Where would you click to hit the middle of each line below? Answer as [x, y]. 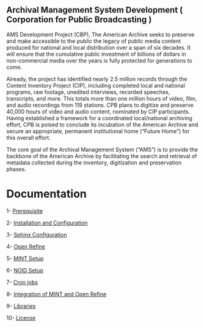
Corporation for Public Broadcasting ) [79, 20]
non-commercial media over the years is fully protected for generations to [99, 60]
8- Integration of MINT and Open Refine [56, 294]
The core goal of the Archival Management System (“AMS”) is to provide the [102, 149]
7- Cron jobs [22, 282]
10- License [21, 318]
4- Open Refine [26, 246]
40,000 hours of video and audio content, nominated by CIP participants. [98, 111]
